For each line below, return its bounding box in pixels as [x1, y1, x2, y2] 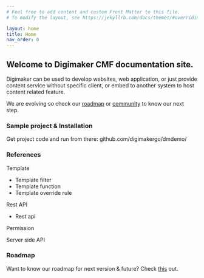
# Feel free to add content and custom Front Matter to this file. [6, 8, 181, 15]
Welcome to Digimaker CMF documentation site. [6, 59, 194, 70]
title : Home [6, 31, 36, 37]
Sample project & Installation [6, 121, 93, 130]
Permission [6, 224, 35, 231]
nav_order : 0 [6, 37, 39, 43]
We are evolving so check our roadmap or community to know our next [6, 100, 184, 107]
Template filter [15, 176, 52, 183]
